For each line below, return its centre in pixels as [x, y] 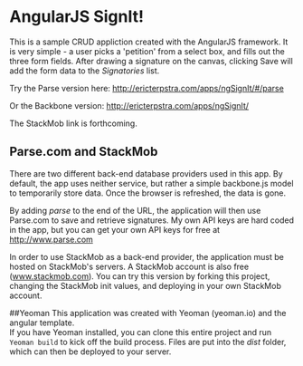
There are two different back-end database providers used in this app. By [146, 173]
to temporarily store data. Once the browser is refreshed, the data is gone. [148, 193]
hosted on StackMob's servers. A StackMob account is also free [129, 266]
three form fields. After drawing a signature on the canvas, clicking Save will [151, 61]
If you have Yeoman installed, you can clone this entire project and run [141, 332]
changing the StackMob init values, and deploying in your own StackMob [146, 285]
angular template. [42, 323]
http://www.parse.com [51, 239]
